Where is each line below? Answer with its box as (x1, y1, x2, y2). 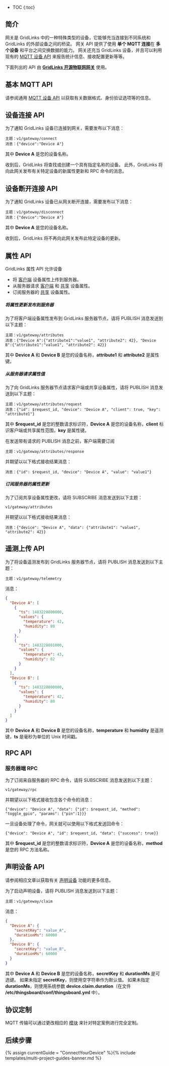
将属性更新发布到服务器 (5, 301, 54, 307)
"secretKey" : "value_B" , (14, 946, 66, 952)
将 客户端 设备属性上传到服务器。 (12, 277, 81, 283)
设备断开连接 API (5, 184, 58, 193)
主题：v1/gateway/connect (5, 136, 57, 141)
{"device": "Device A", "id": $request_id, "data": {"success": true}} (5, 831, 158, 836)
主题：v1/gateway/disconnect (5, 209, 64, 215)
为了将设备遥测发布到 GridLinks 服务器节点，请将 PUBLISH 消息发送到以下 (5, 559, 159, 565)
